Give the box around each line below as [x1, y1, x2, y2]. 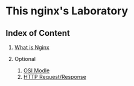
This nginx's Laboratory [5, 4, 129, 18]
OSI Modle [23, 67, 50, 74]
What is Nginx [14, 44, 49, 51]
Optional [14, 56, 36, 62]
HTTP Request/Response [23, 73, 87, 80]
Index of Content [5, 28, 70, 38]
